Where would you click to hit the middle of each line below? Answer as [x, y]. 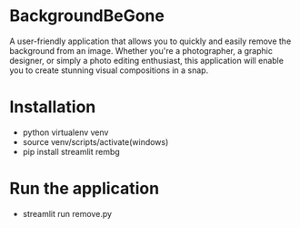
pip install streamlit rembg [71, 151]
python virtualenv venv [65, 132]
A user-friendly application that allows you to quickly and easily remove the [150, 41]
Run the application [85, 189]
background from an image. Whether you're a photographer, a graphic [141, 50]
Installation [53, 107]
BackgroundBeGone [87, 16]
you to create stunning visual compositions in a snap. [109, 70]
